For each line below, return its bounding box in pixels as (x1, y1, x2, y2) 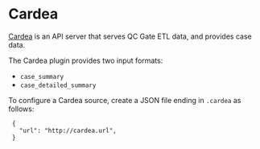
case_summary (19, 72, 64, 81)
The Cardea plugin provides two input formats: (8, 56, 163, 65)
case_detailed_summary (19, 81, 97, 89)
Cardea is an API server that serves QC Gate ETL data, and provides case (8, 31, 252, 41)
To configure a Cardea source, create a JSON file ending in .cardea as (8, 95, 241, 105)
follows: (8, 104, 35, 114)
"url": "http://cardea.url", (19, 126, 117, 135)
